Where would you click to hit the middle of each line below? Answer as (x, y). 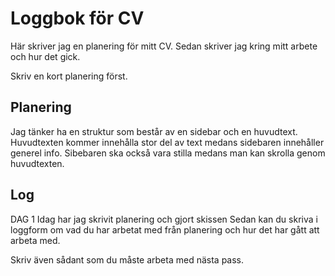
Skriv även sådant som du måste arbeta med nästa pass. (127, 259)
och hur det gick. (45, 56)
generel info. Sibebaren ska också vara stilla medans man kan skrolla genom (168, 153)
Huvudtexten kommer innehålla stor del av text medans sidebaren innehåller (167, 142)
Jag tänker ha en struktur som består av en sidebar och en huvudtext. (154, 131)
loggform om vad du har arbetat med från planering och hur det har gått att (165, 229)
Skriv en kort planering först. (69, 76)
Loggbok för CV (77, 18)
